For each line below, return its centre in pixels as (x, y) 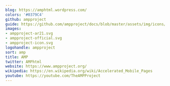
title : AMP (17, 57)
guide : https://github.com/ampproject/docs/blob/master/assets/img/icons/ (86, 24)
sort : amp (16, 52)
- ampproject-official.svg (34, 38)
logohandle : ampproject (30, 48)
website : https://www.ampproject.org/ (46, 66)
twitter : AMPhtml (24, 62)
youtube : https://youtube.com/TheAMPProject (53, 76)
